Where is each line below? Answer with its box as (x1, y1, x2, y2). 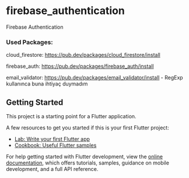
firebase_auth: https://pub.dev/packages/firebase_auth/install (6, 63, 154, 70)
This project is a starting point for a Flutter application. (6, 113, 136, 120)
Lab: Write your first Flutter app (14, 136, 90, 143)
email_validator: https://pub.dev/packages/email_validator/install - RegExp (6, 74, 183, 81)
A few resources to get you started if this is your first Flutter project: (6, 124, 169, 131)
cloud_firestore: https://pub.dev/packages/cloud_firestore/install (6, 52, 160, 59)
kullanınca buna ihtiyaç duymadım (6, 80, 88, 87)
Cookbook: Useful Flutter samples (14, 142, 97, 149)
